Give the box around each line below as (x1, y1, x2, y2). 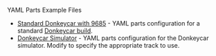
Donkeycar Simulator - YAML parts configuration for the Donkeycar (17, 34, 209, 42)
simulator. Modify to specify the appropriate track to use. (17, 41, 180, 49)
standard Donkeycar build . (17, 27, 93, 35)
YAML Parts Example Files (7, 6, 82, 14)
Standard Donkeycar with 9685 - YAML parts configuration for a (17, 19, 201, 27)
